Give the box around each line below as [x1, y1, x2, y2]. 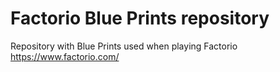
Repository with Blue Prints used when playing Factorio [10, 40, 238, 52]
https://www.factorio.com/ [10, 50, 120, 62]
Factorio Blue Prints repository [10, 7, 270, 30]
